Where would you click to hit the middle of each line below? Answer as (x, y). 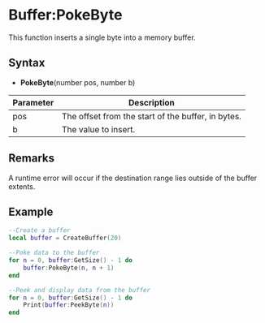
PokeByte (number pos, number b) (78, 82)
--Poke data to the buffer (54, 253)
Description (152, 102)
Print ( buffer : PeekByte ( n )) (69, 305)
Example (31, 211)
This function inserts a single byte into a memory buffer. (102, 37)
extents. (22, 186)
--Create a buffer (39, 230)
